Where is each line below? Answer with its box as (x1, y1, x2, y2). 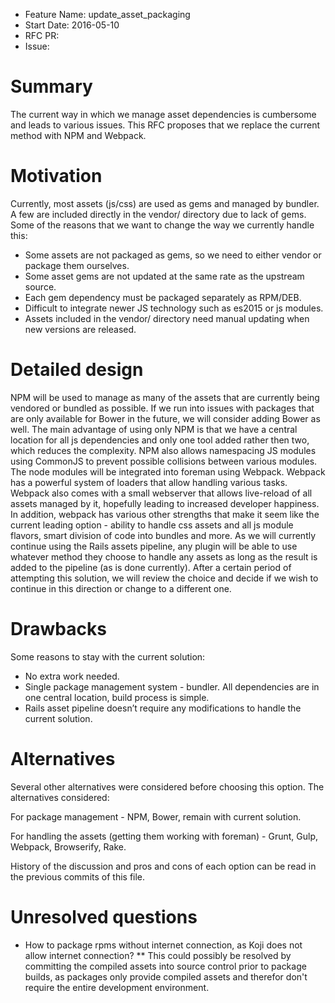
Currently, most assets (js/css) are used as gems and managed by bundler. (10, 197, 320, 209)
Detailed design (10, 359, 144, 381)
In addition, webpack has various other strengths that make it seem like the (10, 508, 320, 520)
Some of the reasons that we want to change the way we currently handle (10, 219, 315, 231)
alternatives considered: (10, 791, 110, 803)
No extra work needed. (24, 670, 120, 682)
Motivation (10, 165, 103, 188)
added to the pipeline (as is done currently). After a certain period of (10, 561, 292, 573)
